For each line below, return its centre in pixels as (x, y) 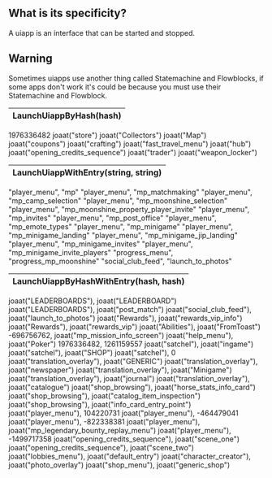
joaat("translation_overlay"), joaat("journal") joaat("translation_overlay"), (129, 378)
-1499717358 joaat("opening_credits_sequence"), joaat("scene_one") (124, 439)
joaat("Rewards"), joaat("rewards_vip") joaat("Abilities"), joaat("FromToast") (135, 326)
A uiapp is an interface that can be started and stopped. (102, 33)
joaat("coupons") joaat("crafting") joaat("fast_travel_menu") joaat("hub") (130, 143)
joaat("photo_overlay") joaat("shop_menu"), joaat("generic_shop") (119, 465)
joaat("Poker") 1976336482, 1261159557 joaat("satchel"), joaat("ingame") (131, 344)
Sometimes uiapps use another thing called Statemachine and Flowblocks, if (136, 78)
